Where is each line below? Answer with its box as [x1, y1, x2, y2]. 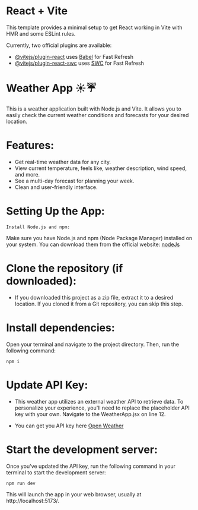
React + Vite [6, 4, 68, 18]
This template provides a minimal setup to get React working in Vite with [6, 24, 183, 31]
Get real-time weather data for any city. [14, 158, 111, 165]
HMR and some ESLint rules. [6, 30, 76, 37]
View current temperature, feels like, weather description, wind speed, [14, 165, 187, 172]
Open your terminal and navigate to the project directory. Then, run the [6, 341, 180, 348]
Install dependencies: [6, 321, 116, 334]
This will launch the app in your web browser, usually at [6, 490, 142, 498]
